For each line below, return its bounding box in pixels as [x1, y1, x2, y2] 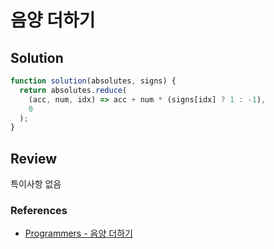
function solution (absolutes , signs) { [10, 76, 177, 86]
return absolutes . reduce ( [19, 85, 128, 95]
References [10, 203, 68, 217]
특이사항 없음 [10, 178, 62, 190]
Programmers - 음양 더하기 [24, 227, 133, 240]
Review [10, 150, 58, 167]
